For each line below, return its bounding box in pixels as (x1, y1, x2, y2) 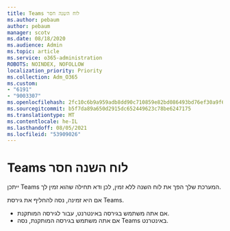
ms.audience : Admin (7, 42, 63, 49)
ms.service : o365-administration (7, 55, 103, 62)
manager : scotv (7, 29, 51, 36)
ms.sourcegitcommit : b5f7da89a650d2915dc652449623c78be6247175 (7, 105, 192, 112)
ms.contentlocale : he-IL (7, 118, 78, 125)
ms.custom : (7, 80, 38, 87)
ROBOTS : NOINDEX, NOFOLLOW (7, 61, 84, 68)
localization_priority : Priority (7, 67, 103, 74)
